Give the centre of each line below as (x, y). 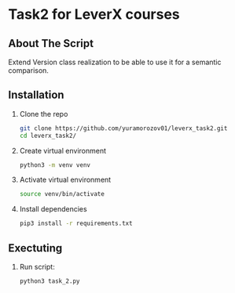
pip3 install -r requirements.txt (76, 224)
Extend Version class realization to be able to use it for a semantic (115, 62)
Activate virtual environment (65, 180)
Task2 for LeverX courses (94, 14)
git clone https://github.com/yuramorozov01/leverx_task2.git (123, 128)
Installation (36, 95)
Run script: (37, 267)
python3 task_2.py (50, 281)
